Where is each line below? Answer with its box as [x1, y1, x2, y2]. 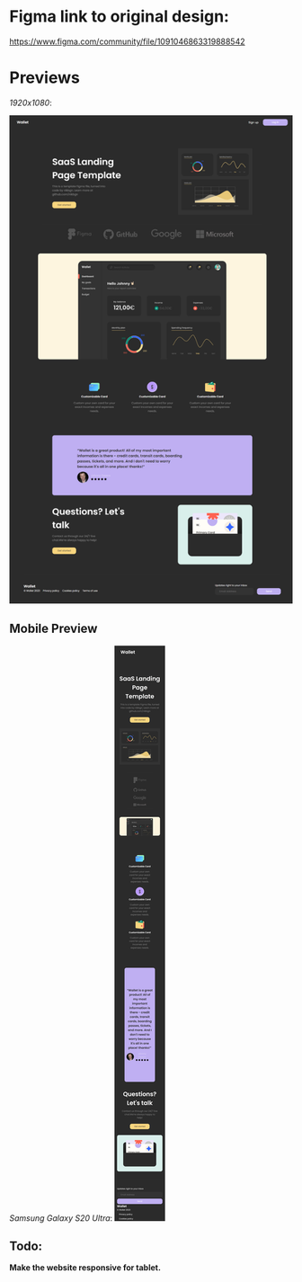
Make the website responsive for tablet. [9, 1262, 162, 1273]
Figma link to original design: [9, 6, 229, 27]
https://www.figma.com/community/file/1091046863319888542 [9, 36, 245, 47]
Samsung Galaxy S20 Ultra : [9, 1212, 113, 1224]
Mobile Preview [9, 621, 98, 637]
